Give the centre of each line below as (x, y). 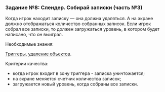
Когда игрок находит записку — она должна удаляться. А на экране (79, 19)
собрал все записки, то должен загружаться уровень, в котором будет (82, 29)
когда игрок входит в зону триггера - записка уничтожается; (79, 73)
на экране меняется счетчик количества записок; (67, 79)
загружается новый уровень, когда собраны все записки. (75, 84)
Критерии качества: (27, 64)
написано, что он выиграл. (34, 35)
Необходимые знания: (30, 44)
